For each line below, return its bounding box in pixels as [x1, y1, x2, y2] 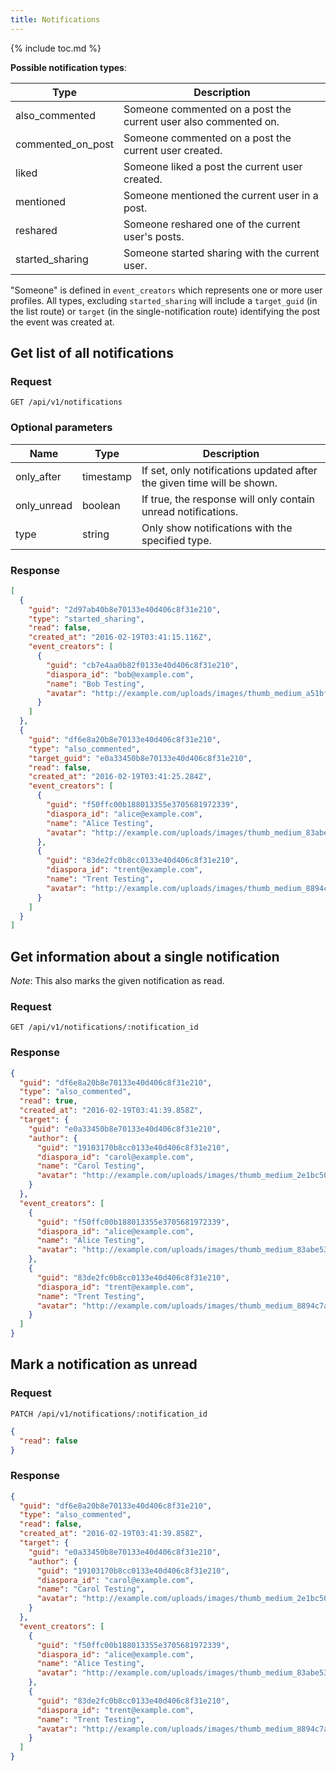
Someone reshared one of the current [123, 217, 301, 231]
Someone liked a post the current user [123, 159, 303, 173]
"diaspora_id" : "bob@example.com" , [46, 669, 195, 680]
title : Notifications [10, 14, 101, 25]
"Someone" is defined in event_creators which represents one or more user [10, 284, 323, 296]
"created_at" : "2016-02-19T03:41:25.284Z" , [28, 772, 213, 782]
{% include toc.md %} [10, 42, 102, 54]
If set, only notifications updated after [141, 463, 318, 477]
